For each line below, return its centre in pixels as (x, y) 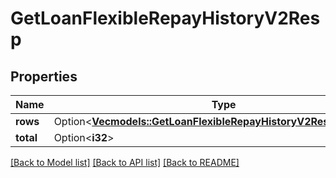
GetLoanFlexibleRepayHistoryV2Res (165, 18)
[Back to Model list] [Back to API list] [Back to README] (125, 162)
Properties (44, 76)
